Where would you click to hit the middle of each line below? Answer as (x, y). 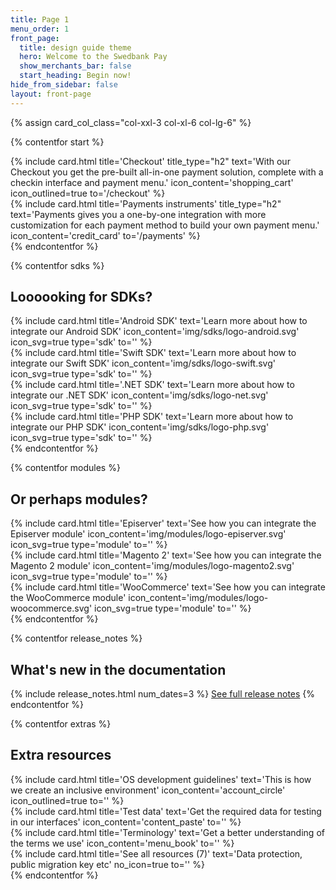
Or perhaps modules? (79, 499)
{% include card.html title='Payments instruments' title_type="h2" (146, 203)
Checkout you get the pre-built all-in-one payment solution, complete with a (167, 172)
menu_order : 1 (40, 29)
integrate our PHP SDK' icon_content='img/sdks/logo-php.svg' (140, 427)
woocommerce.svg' (51, 608)
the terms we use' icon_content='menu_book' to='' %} (122, 843)
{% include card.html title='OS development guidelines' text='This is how (161, 779)
